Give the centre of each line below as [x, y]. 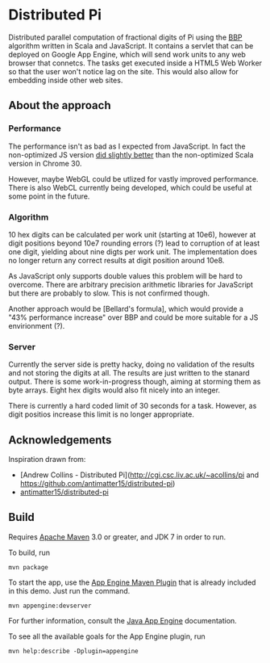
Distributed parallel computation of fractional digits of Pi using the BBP [126, 37]
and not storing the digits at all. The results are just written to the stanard [129, 373]
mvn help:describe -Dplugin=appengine [73, 651]
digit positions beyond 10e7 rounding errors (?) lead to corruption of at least [134, 243]
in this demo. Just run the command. [69, 590]
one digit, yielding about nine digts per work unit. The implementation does [133, 251]
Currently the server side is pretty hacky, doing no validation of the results [132, 364]
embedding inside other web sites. [66, 80]
